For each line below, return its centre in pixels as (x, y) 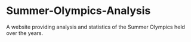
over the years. (25, 33)
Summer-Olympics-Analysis (78, 11)
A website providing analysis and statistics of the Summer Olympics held (95, 27)
